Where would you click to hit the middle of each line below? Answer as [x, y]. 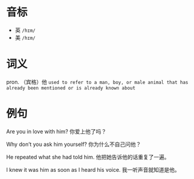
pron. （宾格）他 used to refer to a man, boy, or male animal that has [97, 82]
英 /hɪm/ [25, 30]
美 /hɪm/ [25, 37]
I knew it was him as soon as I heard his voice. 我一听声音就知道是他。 [93, 169]
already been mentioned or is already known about [71, 88]
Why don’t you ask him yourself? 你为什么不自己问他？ [74, 144]
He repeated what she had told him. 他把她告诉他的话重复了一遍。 [88, 157]
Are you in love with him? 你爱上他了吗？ [56, 131]
